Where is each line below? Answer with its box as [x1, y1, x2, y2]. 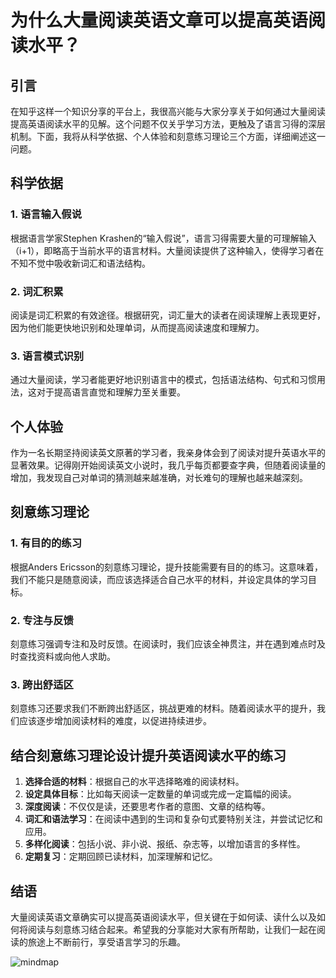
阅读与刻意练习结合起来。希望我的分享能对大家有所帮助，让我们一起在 [27, 924, 317, 935]
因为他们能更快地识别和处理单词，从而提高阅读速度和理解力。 [10, 321, 265, 333]
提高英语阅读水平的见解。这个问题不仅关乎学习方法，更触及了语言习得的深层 [10, 118, 326, 130]
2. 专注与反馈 [10, 613, 74, 627]
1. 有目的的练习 [10, 536, 83, 550]
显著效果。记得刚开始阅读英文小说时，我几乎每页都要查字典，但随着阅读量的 [10, 459, 326, 471]
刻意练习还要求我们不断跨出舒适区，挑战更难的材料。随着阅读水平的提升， [10, 702, 317, 715]
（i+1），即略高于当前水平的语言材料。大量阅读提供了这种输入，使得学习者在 [10, 244, 325, 256]
